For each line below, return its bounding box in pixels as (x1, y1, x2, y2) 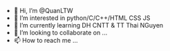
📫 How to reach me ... (13, 37, 78, 44)
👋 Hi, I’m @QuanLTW (13, 7, 74, 14)
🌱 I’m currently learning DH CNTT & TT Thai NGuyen (13, 21, 164, 29)
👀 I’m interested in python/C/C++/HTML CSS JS (13, 14, 151, 22)
